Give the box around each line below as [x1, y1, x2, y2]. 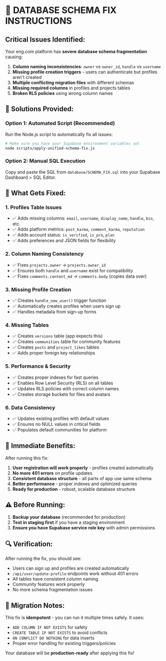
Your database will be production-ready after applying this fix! [5, 650, 134, 656]
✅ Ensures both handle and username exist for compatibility [12, 267, 133, 273]
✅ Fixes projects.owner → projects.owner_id [12, 262, 106, 268]
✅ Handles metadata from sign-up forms [12, 309, 96, 315]
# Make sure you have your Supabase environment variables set [5, 141, 140, 146]
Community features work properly [12, 581, 85, 587]
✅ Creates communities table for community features [12, 339, 121, 345]
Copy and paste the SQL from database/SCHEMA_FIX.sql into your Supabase [5, 169, 160, 175]
